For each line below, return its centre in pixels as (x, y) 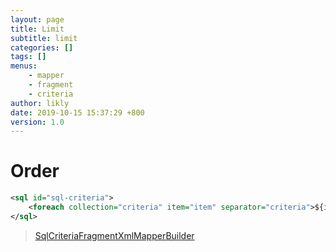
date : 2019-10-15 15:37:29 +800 (77, 112)
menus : (24, 66)
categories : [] (42, 47)
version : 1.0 (37, 122)
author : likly (40, 103)
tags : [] (28, 57)
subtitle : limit (44, 38)
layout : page (37, 19)
